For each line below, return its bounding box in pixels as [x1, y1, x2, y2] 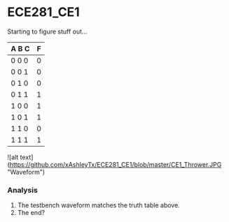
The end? [17, 209, 46, 217]
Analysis [7, 185, 39, 195]
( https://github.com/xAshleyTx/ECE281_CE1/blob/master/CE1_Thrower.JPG [7, 160, 222, 168]
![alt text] [7, 153, 34, 161]
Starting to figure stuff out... [7, 27, 88, 36]
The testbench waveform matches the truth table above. [17, 201, 180, 209]
